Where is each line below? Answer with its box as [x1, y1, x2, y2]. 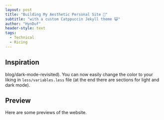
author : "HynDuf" [5, 21, 41, 26]
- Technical [9, 35, 35, 40]
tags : [5, 30, 16, 35]
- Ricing [9, 40, 28, 45]
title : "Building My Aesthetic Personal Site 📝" [5, 12, 108, 17]
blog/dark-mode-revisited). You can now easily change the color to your [5, 71, 153, 77]
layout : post [5, 7, 32, 12]
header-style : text [5, 26, 46, 31]
